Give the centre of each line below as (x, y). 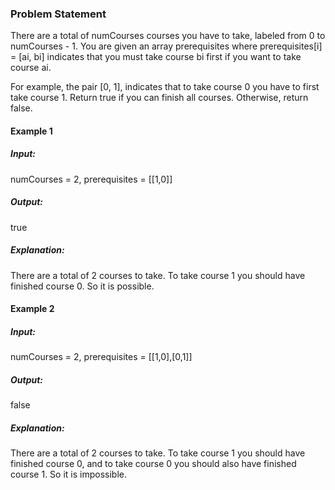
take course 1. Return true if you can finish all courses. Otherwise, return (159, 98)
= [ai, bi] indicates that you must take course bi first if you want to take (156, 57)
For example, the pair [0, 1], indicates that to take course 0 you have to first (165, 87)
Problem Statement (58, 14)
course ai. (31, 68)
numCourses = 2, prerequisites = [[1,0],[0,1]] (101, 357)
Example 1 (31, 131)
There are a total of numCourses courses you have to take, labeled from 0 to (168, 36)
